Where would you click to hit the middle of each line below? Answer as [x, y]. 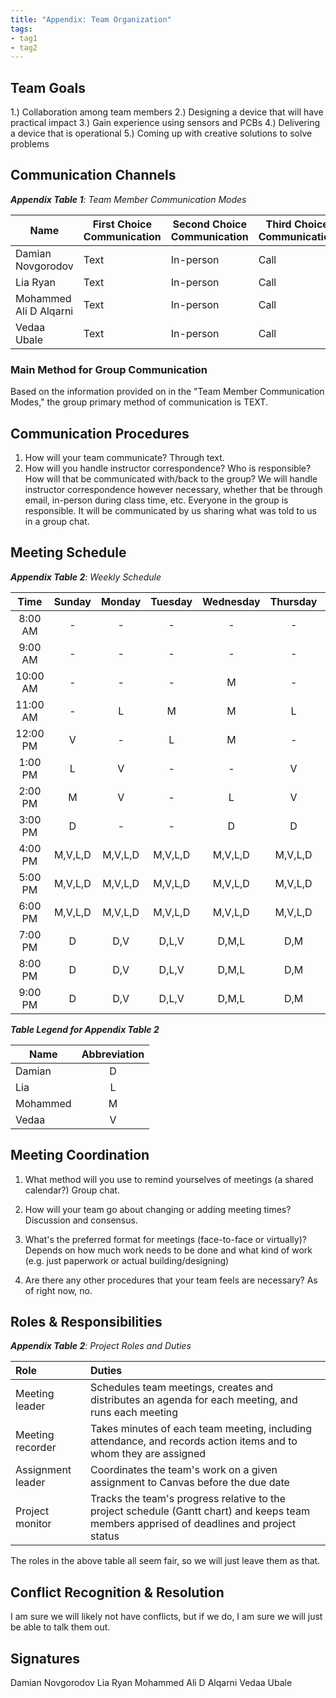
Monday [121, 601]
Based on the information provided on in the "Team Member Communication [167, 392]
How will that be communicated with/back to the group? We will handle [171, 478]
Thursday [293, 601]
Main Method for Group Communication [109, 369]
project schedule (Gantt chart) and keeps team [200, 1511]
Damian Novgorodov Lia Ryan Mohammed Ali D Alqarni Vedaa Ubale [151, 1683]
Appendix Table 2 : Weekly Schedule [86, 577]
